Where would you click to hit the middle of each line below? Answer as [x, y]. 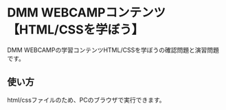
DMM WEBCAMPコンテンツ [87, 13]
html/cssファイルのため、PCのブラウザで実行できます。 [87, 100]
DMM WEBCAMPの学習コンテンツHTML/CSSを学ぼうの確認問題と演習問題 [113, 50]
